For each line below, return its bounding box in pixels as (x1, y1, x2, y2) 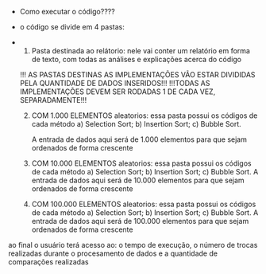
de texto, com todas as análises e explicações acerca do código (31, 55, 242, 64)
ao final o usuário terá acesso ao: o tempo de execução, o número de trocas (8, 241, 258, 249)
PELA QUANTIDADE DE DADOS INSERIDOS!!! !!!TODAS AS (19, 79, 210, 88)
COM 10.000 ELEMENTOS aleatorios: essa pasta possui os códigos (31, 159, 252, 168)
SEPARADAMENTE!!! (19, 96, 87, 104)
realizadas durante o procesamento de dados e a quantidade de (8, 249, 218, 258)
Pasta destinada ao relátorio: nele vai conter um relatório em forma (31, 46, 250, 55)
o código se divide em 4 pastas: (19, 22, 125, 31)
